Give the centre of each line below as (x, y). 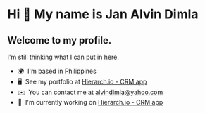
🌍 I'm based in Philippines (57, 71)
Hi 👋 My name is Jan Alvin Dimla (103, 14)
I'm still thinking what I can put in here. (63, 57)
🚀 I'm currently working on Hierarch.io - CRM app (90, 102)
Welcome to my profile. (60, 40)
